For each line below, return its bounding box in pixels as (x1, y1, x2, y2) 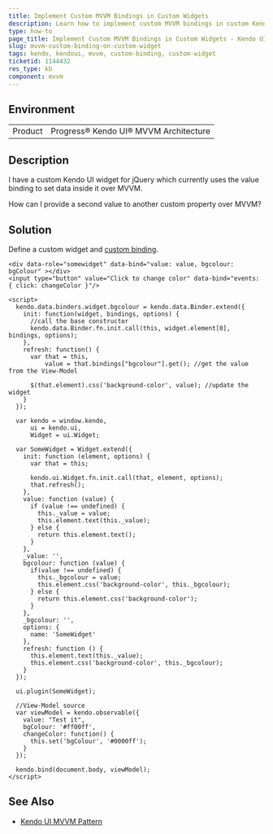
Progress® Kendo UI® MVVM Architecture (50, 125, 211, 137)
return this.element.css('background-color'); (37, 595, 198, 603)
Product (12, 125, 43, 137)
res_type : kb (8, 65, 53, 73)
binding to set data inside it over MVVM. (8, 184, 143, 194)
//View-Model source (15, 701, 85, 710)
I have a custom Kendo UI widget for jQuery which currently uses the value (8, 175, 260, 185)
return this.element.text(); (37, 531, 136, 539)
